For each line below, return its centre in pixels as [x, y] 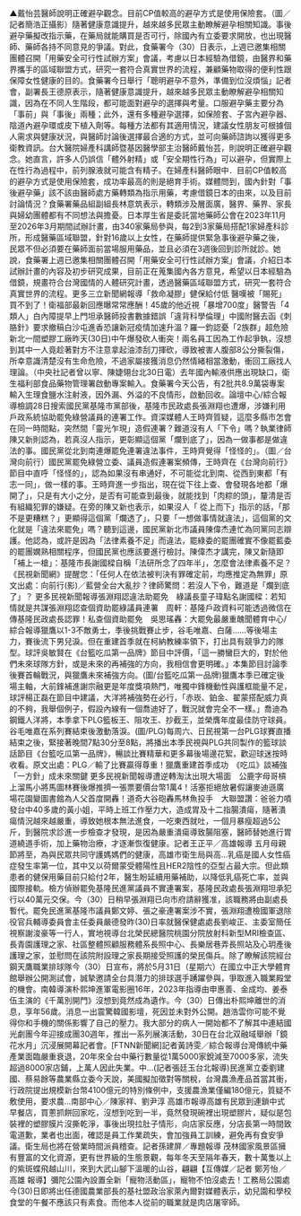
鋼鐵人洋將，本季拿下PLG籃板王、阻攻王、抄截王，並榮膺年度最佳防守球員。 [150, 720]
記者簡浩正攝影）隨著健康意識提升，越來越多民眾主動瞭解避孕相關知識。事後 [150, 24]
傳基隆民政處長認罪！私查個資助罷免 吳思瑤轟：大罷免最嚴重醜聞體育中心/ [148, 619]
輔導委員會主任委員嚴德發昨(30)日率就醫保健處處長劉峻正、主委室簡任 [162, 922]
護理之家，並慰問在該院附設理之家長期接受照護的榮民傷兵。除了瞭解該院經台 [150, 955]
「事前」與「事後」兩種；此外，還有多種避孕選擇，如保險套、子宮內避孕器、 [150, 114]
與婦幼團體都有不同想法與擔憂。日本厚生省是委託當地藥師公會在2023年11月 [148, 215]
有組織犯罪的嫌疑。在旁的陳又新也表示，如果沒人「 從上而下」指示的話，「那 [150, 507]
